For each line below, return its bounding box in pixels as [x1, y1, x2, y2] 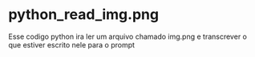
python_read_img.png [8, 6, 159, 24]
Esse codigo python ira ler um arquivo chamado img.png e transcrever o [8, 32, 247, 41]
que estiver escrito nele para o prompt [8, 40, 135, 49]
